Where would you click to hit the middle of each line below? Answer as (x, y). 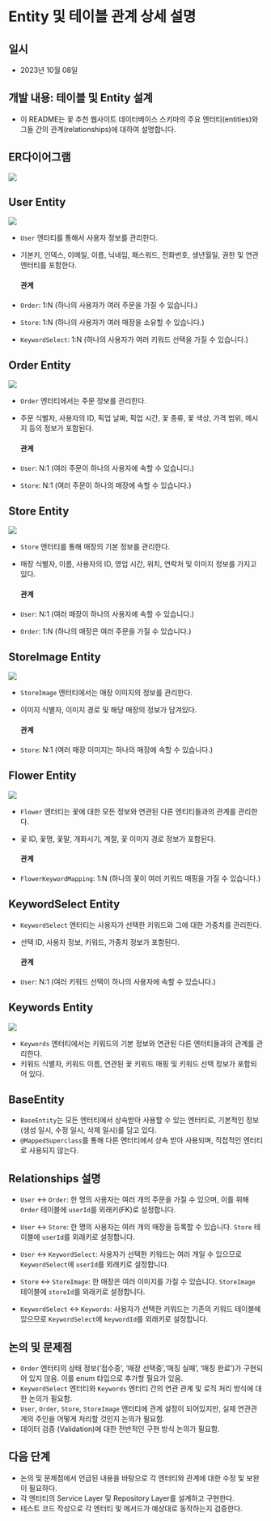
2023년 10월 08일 (49, 70)
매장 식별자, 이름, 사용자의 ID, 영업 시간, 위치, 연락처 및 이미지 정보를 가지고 (138, 564)
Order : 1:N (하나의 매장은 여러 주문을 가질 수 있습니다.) (106, 631)
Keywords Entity (51, 1008)
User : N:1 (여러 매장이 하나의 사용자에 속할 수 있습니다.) (107, 613)
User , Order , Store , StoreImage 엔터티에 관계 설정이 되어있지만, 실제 (128, 1408)
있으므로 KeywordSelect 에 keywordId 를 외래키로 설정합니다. (114, 1319)
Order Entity (40, 365)
